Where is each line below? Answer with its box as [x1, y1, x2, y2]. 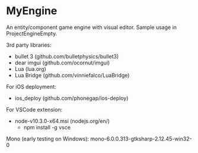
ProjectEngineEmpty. [6, 30, 58, 37]
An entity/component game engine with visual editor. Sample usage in [6, 24, 177, 31]
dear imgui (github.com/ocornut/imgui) [14, 59, 110, 66]
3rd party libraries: [6, 41, 52, 48]
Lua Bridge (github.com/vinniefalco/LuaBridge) [14, 71, 130, 79]
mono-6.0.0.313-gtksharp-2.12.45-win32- [90, 135, 192, 142]
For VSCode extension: [6, 106, 63, 113]
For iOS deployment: [6, 83, 56, 90]
